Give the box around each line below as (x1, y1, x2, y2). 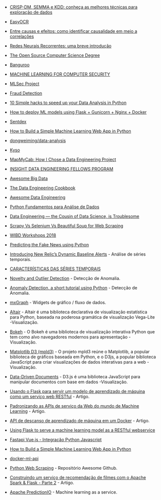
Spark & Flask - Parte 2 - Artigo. (9, 480, 75, 485)
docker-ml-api (9, 456, 39, 461)
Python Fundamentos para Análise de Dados (9, 204, 100, 210)
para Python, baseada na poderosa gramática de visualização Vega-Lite (9, 314, 155, 320)
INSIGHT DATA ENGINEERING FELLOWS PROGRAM (9, 166, 114, 172)
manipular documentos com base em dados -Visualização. (9, 379, 128, 385)
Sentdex (9, 119, 27, 124)
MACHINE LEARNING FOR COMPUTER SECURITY (9, 71, 111, 77)
